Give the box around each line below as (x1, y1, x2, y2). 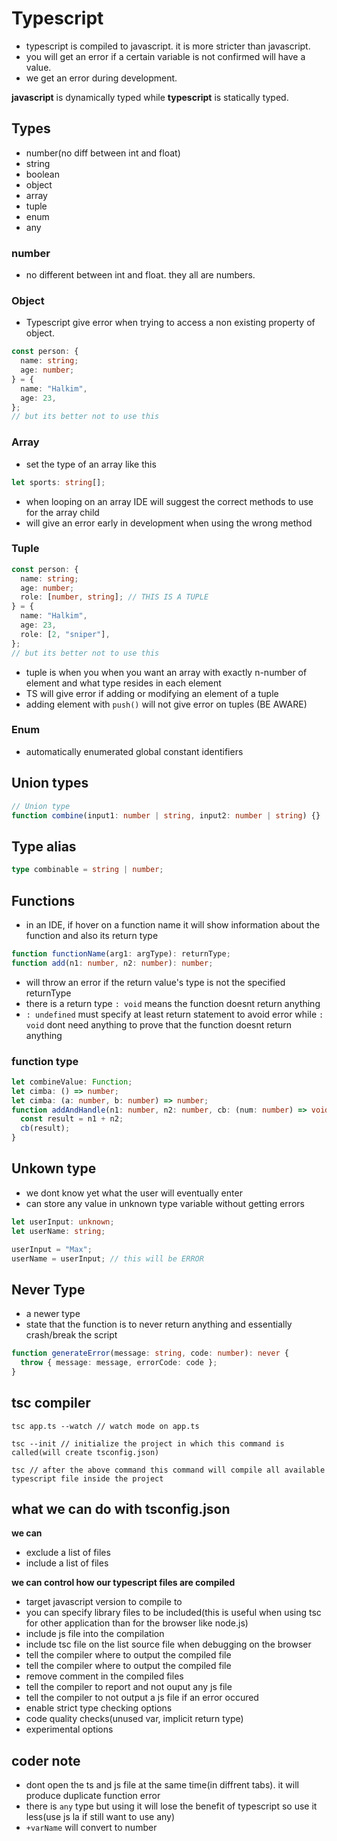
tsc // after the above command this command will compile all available (11, 1465, 326, 1475)
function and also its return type (25, 929, 159, 941)
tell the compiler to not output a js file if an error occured (25, 1692, 259, 1704)
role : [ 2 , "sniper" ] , (20, 629, 111, 639)
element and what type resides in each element (25, 677, 222, 689)
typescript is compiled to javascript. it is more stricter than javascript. (25, 40, 311, 52)
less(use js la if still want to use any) (25, 1811, 176, 1823)
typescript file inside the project (11, 1473, 164, 1484)
